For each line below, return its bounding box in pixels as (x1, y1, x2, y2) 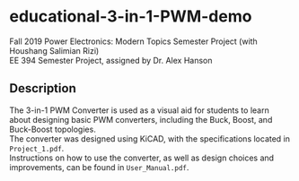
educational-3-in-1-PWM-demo (9, 6, 252, 27)
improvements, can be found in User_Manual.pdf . (9, 161, 189, 172)
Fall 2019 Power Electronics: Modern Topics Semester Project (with (9, 36, 258, 47)
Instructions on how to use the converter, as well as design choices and (9, 152, 275, 163)
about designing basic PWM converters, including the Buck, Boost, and (9, 114, 273, 125)
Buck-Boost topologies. (9, 124, 96, 134)
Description (9, 81, 76, 96)
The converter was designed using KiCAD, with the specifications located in (9, 133, 290, 144)
